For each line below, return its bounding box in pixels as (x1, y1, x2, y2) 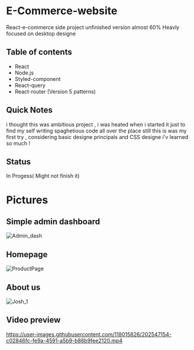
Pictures (6, 193, 48, 206)
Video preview (6, 315, 61, 325)
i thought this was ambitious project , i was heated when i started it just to (6, 121, 186, 128)
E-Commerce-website (6, 4, 118, 18)
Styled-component (14, 75, 61, 82)
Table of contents (6, 47, 72, 57)
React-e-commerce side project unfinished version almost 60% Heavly (6, 24, 180, 31)
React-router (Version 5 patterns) (14, 87, 96, 95)
